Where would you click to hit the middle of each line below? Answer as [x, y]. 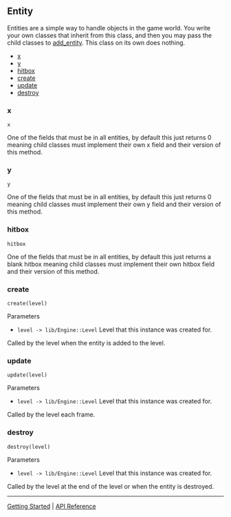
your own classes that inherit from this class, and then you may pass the [109, 35]
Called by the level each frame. [51, 415]
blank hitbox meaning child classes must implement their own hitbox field [111, 264]
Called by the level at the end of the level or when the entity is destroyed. [111, 486]
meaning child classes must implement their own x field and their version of [114, 145]
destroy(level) [29, 447]
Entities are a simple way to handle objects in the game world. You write [109, 28]
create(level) [27, 303]
